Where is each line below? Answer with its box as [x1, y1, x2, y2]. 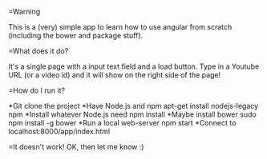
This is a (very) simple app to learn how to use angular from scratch [8, 22, 233, 31]
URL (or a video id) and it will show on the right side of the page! [8, 70, 221, 79]
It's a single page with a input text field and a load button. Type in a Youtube [8, 62, 260, 71]
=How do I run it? [8, 85, 66, 95]
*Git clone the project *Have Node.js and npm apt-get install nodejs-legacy [8, 101, 259, 110]
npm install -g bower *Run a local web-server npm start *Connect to [8, 118, 237, 127]
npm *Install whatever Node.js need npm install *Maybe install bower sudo [8, 109, 257, 119]
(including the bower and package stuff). [8, 31, 144, 40]
